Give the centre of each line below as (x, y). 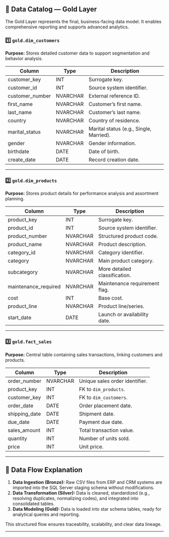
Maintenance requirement (129, 283)
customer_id (22, 88)
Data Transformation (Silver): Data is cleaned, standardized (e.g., (81, 493)
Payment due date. (101, 422)
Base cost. (111, 298)
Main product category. (126, 261)
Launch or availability (123, 315)
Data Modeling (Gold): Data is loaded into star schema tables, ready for (87, 509)
